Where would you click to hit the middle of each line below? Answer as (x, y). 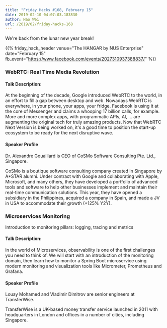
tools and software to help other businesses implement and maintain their (81, 187)
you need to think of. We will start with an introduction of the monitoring (79, 255)
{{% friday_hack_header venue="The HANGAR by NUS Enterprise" (74, 48)
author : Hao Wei (22, 19)
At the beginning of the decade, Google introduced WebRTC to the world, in (84, 95)
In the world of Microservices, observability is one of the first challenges (80, 250)
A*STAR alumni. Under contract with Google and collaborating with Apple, (82, 176)
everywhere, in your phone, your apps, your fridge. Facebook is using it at (82, 106)
